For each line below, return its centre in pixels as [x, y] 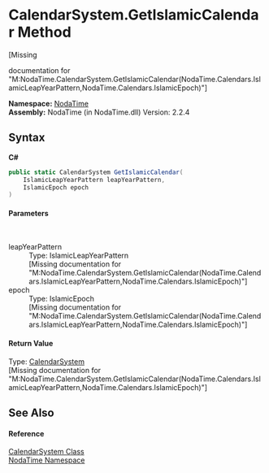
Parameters [28, 213]
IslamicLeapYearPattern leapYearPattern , [94, 180]
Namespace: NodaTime [49, 103]
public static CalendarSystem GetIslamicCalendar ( [96, 172]
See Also [31, 413]
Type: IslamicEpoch [62, 299]
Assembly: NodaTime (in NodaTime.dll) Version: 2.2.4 [99, 112]
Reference [26, 433]
